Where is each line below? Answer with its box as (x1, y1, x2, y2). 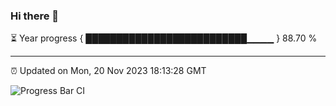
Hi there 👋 (10, 9, 60, 23)
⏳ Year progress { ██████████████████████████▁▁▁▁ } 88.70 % (10, 32, 318, 44)
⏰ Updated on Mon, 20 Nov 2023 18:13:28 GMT (10, 65, 207, 77)
